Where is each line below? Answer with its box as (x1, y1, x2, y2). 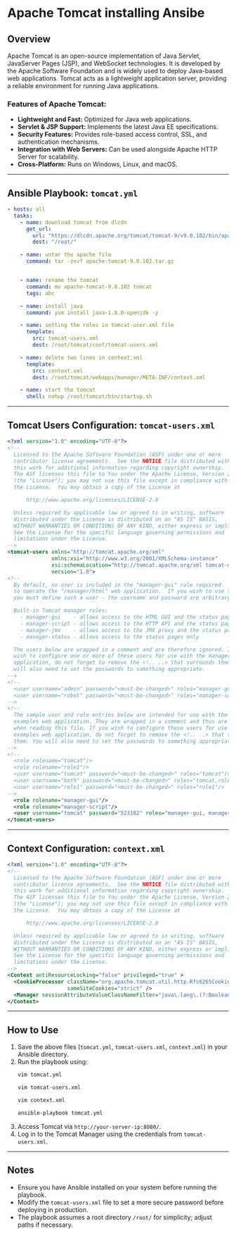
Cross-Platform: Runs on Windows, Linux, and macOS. (17, 160, 178, 168)
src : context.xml (32, 367, 83, 374)
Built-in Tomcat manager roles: (13, 607, 109, 614)
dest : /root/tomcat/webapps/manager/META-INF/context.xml (32, 373, 206, 381)
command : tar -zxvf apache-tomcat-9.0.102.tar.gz (25, 258, 174, 265)
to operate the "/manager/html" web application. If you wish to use (13, 588, 225, 595)
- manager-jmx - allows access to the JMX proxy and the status (20, 626, 221, 634)
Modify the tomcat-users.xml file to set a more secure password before (17, 1198, 224, 1206)
